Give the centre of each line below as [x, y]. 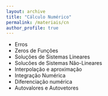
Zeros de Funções [36, 51]
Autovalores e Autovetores [46, 88]
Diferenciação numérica [43, 82]
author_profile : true [32, 28]
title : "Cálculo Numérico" [39, 17]
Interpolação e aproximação [48, 69]
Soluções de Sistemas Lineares [52, 57]
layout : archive [26, 11]
